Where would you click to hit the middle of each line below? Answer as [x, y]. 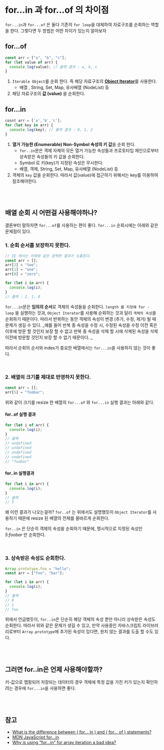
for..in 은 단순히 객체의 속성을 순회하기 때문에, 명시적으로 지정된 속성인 [74, 529]
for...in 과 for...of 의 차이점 [57, 10]
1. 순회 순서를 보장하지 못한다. [38, 246]
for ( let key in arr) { [29, 125]
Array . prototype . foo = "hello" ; [38, 569]
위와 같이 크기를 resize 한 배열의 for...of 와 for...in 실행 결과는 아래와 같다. [80, 402]
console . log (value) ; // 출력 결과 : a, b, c [53, 67]
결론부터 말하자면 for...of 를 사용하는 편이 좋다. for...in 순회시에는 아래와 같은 [82, 225]
